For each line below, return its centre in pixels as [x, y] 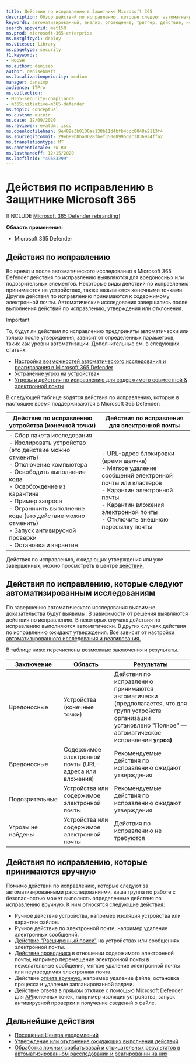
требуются [129, 838]
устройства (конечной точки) [52, 425]
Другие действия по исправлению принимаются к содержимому [88, 296]
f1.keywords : [22, 55]
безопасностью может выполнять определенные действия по [84, 898]
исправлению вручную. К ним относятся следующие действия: [85, 904]
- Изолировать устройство [48, 443]
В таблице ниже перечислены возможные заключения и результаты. [92, 650]
